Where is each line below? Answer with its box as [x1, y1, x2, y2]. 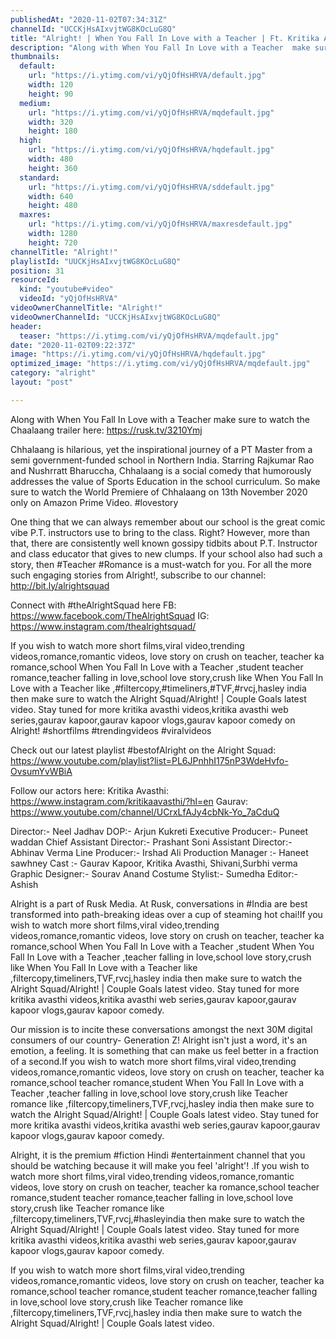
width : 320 [28, 117, 74, 127]
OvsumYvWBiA [10, 765, 73, 777]
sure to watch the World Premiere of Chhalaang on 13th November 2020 [10, 486, 308, 498]
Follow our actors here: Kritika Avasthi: [10, 784, 169, 796]
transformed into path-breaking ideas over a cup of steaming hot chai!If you [10, 908, 323, 920]
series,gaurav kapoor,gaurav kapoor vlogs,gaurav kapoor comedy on [10, 714, 296, 726]
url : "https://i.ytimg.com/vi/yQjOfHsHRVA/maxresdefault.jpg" [28, 219, 293, 230]
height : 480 [28, 201, 78, 211]
